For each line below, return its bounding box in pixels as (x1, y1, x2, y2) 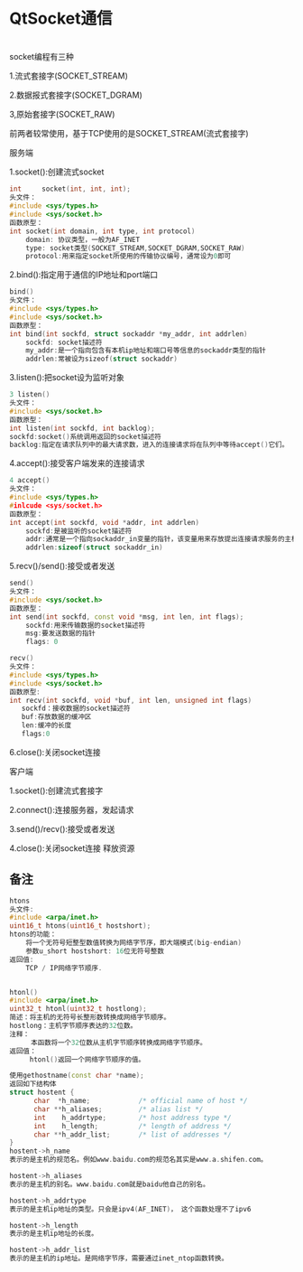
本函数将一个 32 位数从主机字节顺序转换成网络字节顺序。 (31, 1038, 204, 1047)
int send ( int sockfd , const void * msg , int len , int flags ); (9, 612, 244, 622)
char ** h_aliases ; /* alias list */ (32, 1104, 204, 1114)
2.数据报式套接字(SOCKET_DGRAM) (9, 89, 142, 100)
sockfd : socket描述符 (25, 338, 103, 347)
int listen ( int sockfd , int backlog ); (9, 424, 155, 433)
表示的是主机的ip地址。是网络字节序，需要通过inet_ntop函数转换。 (9, 1254, 228, 1263)
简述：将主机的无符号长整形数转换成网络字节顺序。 (9, 1013, 168, 1022)
